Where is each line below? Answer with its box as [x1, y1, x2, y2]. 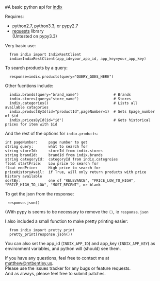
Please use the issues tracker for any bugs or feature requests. [5, 265, 131, 271]
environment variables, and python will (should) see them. [5, 246, 121, 251]
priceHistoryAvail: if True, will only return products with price [5, 170, 146, 175]
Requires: [5, 14, 24, 19]
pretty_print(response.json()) [9, 232, 73, 237]
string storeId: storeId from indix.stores [5, 148, 103, 153]
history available [5, 174, 42, 179]
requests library [12, 28, 44, 34]
